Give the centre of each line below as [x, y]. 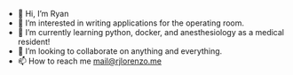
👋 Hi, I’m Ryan [43, 14]
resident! [34, 41]
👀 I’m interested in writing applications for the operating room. [131, 23]
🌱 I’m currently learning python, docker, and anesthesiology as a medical [151, 32]
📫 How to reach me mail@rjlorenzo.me [90, 61]
